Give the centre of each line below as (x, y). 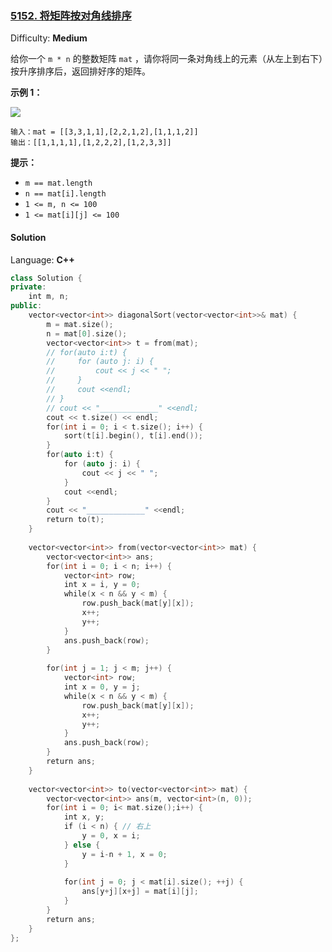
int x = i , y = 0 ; (102, 585)
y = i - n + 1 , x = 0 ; (124, 854)
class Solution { (46, 278)
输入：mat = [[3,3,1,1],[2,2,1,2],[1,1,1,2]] (104, 132)
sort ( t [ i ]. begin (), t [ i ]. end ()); (133, 436)
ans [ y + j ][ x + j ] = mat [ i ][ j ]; (140, 892)
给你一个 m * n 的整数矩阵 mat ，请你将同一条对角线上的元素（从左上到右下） (167, 59)
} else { (82, 845)
